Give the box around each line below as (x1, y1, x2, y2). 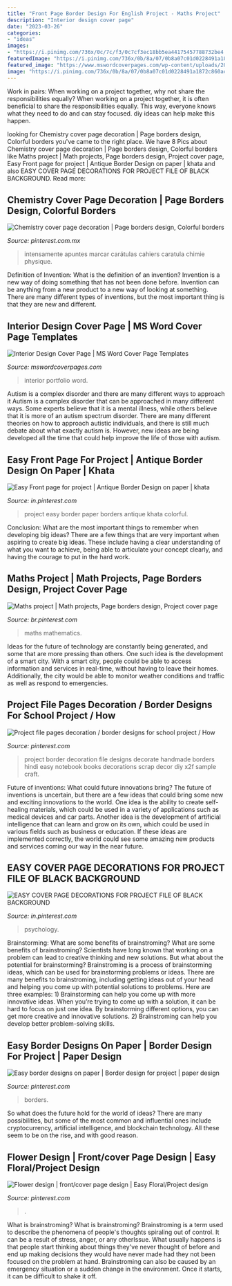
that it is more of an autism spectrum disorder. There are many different (7, 412, 211, 420)
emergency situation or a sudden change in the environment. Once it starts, (7, 1265, 222, 1273)
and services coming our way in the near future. (7, 842, 144, 850)
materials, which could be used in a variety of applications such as (30, 805, 220, 813)
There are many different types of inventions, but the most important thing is (7, 293, 225, 301)
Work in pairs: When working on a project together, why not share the (7, 87, 205, 96)
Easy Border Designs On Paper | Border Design (7, 1040, 212, 1051)
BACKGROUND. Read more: (7, 174, 86, 182)
